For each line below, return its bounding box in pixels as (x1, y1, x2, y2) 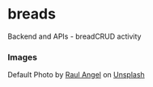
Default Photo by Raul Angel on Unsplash (7, 70, 145, 80)
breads (7, 5, 56, 23)
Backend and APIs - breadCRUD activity (7, 31, 142, 41)
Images (7, 52, 38, 63)
